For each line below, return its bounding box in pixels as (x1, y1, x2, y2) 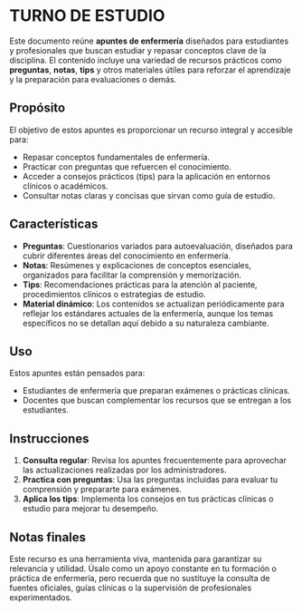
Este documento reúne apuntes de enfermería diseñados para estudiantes (9, 35, 289, 46)
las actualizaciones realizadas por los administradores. (22, 464, 227, 476)
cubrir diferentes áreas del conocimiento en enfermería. (22, 250, 231, 261)
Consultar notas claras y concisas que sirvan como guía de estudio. (22, 189, 276, 200)
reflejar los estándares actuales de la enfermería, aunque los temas (22, 307, 274, 318)
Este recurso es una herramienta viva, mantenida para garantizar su (9, 554, 262, 564)
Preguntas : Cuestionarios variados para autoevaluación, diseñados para (22, 240, 294, 251)
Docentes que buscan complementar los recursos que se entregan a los (22, 395, 292, 406)
